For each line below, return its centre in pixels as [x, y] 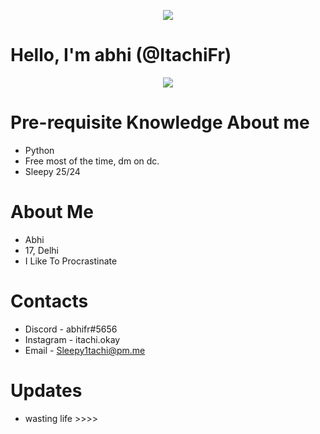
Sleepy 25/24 [52, 171]
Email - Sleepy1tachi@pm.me [85, 350]
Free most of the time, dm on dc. [92, 161]
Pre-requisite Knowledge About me [160, 122]
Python [39, 150]
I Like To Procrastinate [71, 261]
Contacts [49, 301]
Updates [46, 390]
